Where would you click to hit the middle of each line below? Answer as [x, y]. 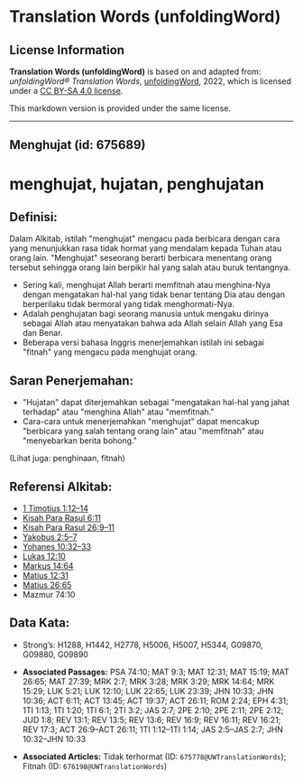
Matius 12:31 [46, 576]
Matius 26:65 [47, 585]
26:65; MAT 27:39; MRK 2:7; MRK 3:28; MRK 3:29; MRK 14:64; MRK [148, 681]
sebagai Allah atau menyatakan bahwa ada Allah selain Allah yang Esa [153, 323]
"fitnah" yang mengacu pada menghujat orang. [110, 352]
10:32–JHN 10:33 [54, 738]
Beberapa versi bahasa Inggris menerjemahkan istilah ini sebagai [143, 343]
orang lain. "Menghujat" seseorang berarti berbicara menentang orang [141, 258]
